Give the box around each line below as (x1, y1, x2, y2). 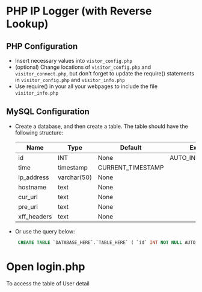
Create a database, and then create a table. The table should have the (14, 122, 188, 130)
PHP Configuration (6, 41, 78, 51)
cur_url (17, 192, 38, 201)
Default (120, 143, 142, 151)
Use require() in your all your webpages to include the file (14, 83, 158, 90)
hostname (17, 183, 47, 191)
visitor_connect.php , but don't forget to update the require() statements (14, 70, 194, 77)
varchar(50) (58, 173, 92, 182)
